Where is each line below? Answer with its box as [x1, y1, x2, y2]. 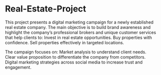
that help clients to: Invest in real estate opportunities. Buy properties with [5, 35, 152, 40]
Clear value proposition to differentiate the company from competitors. [5, 54, 146, 60]
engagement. [5, 64, 31, 70]
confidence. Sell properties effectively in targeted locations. [5, 39, 124, 45]
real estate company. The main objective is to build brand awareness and [5, 24, 151, 30]
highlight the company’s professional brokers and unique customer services [5, 29, 156, 35]
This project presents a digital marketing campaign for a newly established [5, 19, 154, 25]
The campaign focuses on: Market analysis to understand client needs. [5, 49, 146, 55]
